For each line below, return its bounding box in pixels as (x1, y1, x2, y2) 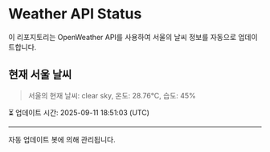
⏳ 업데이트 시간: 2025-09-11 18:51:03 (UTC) (8, 107, 150, 117)
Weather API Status (8, 5, 142, 23)
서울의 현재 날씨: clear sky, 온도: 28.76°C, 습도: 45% (27, 90, 197, 100)
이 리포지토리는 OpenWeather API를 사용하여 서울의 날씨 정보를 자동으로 (8, 32, 237, 42)
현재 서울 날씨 (8, 68, 72, 82)
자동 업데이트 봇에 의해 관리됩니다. (8, 134, 116, 144)
